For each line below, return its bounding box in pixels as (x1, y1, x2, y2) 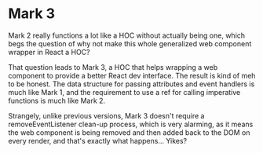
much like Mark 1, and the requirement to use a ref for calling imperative (8, 87, 241, 97)
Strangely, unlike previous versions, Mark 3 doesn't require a (8, 111, 205, 120)
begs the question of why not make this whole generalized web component (8, 38, 252, 48)
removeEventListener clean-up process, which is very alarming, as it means (8, 119, 254, 129)
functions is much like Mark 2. (8, 96, 106, 105)
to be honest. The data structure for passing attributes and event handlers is (8, 79, 255, 89)
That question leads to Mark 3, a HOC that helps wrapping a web (8, 62, 218, 71)
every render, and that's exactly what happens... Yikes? (8, 136, 188, 145)
